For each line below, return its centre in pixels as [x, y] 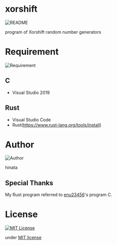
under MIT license [23, 238]
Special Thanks [29, 183]
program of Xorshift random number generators [53, 32]
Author [20, 145]
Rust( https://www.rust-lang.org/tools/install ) [57, 125]
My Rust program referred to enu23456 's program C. [59, 195]
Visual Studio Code [32, 120]
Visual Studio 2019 [31, 92]
